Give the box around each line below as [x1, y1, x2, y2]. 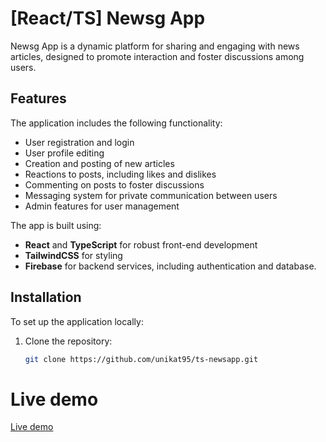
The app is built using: [10, 219, 102, 231]
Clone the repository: [24, 335, 113, 347]
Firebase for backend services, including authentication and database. [24, 260, 317, 272]
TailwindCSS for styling [24, 249, 123, 261]
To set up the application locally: [10, 315, 144, 327]
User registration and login [24, 136, 135, 148]
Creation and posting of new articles [24, 157, 175, 169]
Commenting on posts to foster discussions [24, 178, 205, 191]
